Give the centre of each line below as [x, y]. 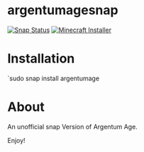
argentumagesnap [63, 10]
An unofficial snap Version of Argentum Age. [73, 126]
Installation [41, 59]
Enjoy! [17, 140]
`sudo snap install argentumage [54, 78]
